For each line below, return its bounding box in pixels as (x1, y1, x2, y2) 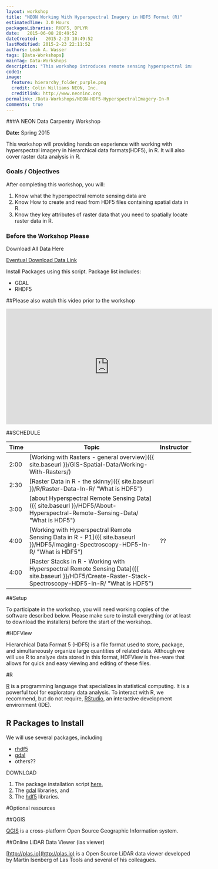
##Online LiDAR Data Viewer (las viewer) (6, 838, 105, 845)
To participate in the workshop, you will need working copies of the (6, 606, 169, 613)
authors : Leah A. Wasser (6, 47, 67, 53)
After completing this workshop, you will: (6, 180, 105, 188)
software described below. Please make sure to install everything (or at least (6, 612, 191, 619)
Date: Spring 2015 (6, 129, 50, 136)
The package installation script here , (14, 780, 103, 787)
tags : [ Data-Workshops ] (6, 52, 65, 58)
